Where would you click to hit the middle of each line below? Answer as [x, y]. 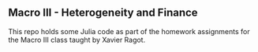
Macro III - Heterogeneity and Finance [103, 13]
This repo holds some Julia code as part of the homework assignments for [129, 31]
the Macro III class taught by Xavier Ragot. [77, 40]
